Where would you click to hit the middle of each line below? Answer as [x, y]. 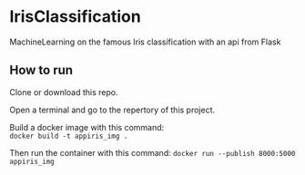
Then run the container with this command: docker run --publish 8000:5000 [152, 152]
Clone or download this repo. [64, 92]
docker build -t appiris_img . [69, 136]
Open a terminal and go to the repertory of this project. [112, 110]
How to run [41, 70]
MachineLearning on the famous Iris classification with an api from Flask [145, 42]
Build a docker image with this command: [87, 127]
